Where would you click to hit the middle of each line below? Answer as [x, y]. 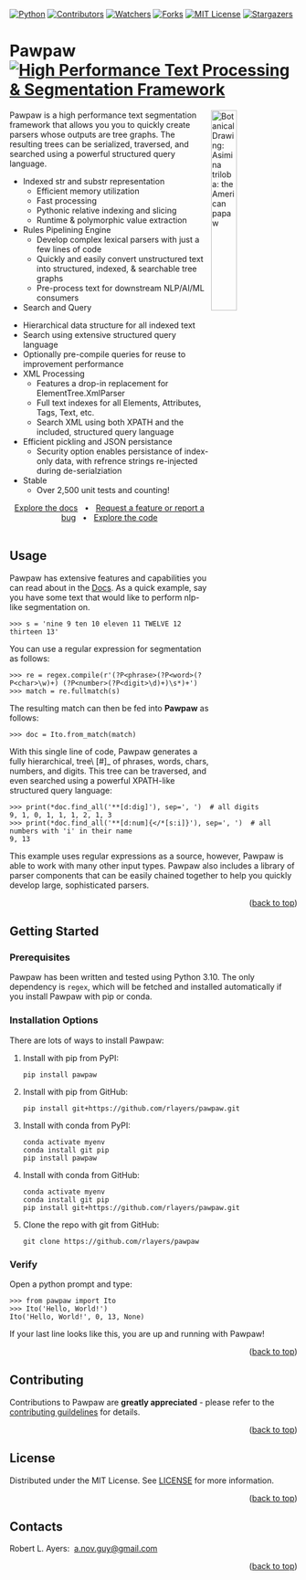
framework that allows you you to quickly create [100, 124]
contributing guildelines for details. [75, 1412]
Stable [35, 480]
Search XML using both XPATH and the [110, 422]
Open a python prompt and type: [71, 1284]
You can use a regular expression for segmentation [106, 648]
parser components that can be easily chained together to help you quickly [151, 875]
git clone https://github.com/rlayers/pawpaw [111, 1241]
